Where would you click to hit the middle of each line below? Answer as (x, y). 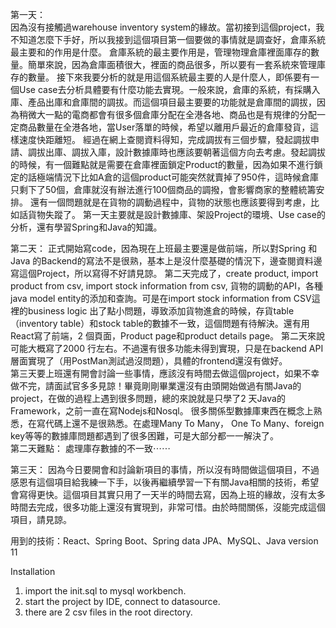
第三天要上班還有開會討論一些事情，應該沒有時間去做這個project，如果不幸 (165, 373)
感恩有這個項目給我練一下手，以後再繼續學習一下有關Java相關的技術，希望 (165, 482)
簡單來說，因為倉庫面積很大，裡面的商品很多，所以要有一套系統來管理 (172, 64)
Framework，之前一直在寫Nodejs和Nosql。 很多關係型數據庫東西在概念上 (162, 411)
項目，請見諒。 (41, 519)
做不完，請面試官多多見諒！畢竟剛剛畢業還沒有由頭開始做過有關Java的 (156, 386)
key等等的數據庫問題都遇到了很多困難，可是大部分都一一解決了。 (145, 436)
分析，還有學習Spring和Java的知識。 (86, 227)
